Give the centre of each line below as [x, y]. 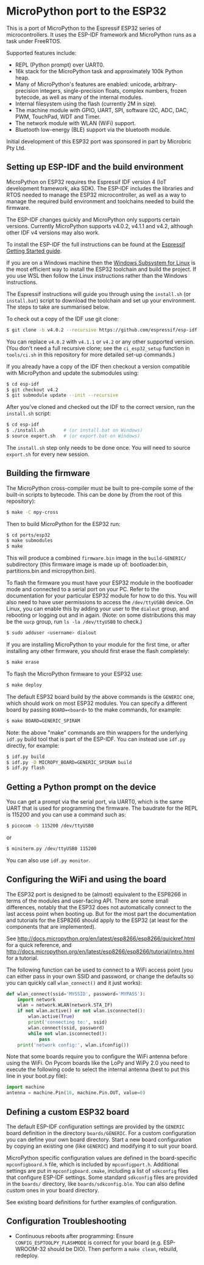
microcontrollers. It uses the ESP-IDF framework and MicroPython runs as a [101, 34]
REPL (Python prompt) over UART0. [60, 65]
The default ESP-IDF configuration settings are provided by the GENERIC [96, 1126]
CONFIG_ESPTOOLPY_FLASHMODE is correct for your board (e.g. [89, 1242]
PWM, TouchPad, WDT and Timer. [58, 117]
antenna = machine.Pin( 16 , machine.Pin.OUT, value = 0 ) [76, 1093]
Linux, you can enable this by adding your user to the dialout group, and [97, 609]
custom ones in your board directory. [53, 1190]
